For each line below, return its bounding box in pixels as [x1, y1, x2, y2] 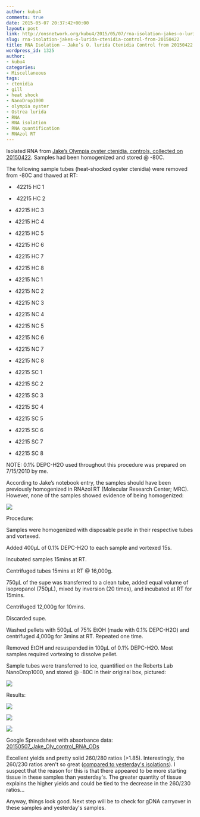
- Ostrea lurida [6, 109, 46, 115]
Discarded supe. [6, 614, 46, 622]
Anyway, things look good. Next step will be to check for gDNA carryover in [6, 797, 192, 804]
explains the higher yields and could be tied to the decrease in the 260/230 [6, 779, 191, 787]
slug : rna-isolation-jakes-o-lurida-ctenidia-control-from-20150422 [6, 36, 180, 42]
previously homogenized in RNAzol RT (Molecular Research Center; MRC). [6, 485, 189, 492]
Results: [6, 691, 26, 698]
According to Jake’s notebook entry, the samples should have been [6, 479, 171, 486]
